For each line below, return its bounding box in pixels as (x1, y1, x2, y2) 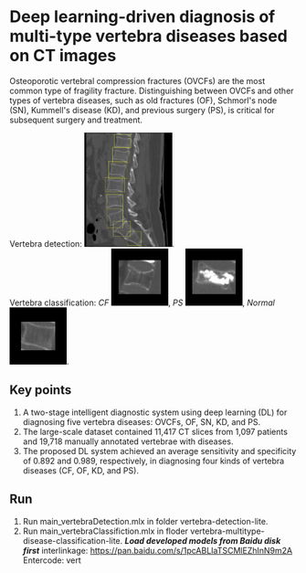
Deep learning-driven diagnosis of (9, 6, 276, 27)
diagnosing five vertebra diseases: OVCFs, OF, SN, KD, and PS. (22, 416, 261, 427)
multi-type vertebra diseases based (9, 26, 288, 47)
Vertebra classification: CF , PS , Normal (9, 297, 276, 308)
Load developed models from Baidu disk (124, 535, 281, 546)
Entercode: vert (22, 555, 82, 566)
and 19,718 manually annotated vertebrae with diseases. (22, 436, 234, 447)
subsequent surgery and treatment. (9, 114, 143, 125)
